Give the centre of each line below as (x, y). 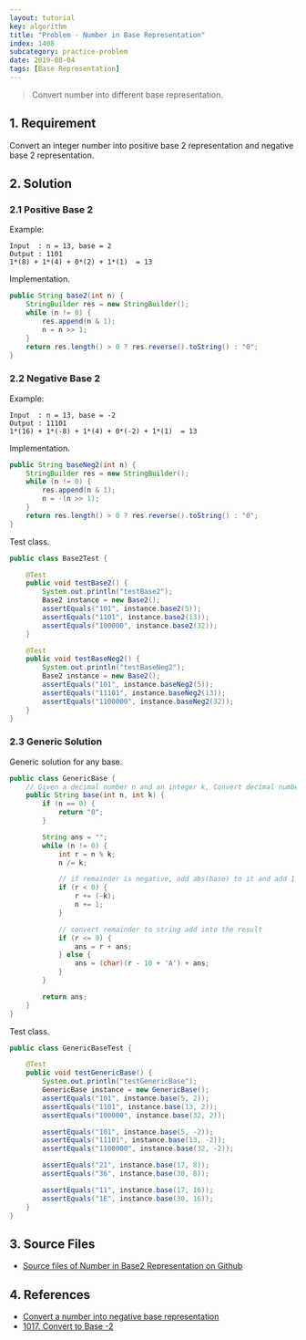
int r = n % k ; (87, 854)
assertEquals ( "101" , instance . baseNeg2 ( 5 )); (128, 685)
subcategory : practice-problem (69, 52)
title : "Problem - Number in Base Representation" (107, 35)
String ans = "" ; (75, 837)
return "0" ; (81, 813)
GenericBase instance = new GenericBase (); (126, 1090)
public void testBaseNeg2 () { (83, 659)
